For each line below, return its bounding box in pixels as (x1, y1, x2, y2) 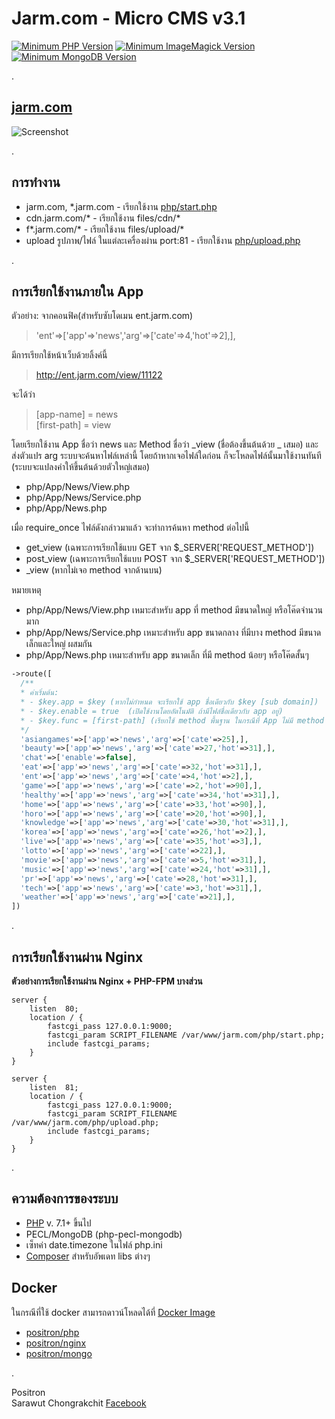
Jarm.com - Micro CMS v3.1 (11, 7, 246, 30)
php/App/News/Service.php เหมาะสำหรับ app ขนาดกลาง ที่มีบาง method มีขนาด (25, 627, 322, 639)
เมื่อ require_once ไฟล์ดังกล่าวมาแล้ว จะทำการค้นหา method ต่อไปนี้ (11, 522, 250, 534)
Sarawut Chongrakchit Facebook (11, 1397, 147, 1409)
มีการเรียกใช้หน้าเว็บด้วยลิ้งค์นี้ (11, 349, 108, 361)
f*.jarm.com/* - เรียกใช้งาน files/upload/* (25, 223, 185, 235)
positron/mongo (25, 1347, 93, 1359)
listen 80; (29, 1003, 79, 1014)
